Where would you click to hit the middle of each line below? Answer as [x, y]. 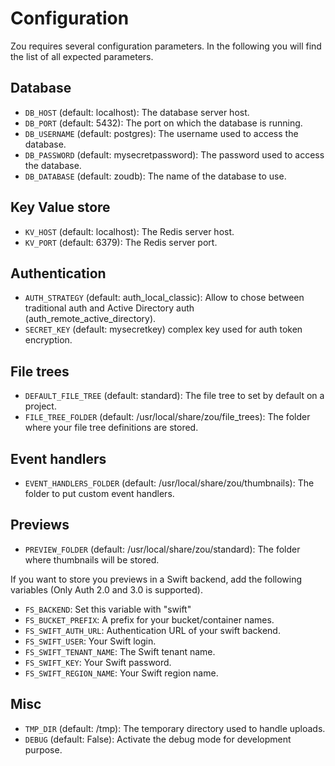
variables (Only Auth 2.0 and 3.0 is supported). [106, 589]
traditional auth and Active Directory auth [109, 308]
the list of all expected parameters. [82, 56]
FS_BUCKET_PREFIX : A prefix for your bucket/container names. [149, 619]
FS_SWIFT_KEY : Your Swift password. [98, 662]
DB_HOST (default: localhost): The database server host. [137, 112]
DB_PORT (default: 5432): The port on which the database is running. [163, 123]
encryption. [48, 340]
